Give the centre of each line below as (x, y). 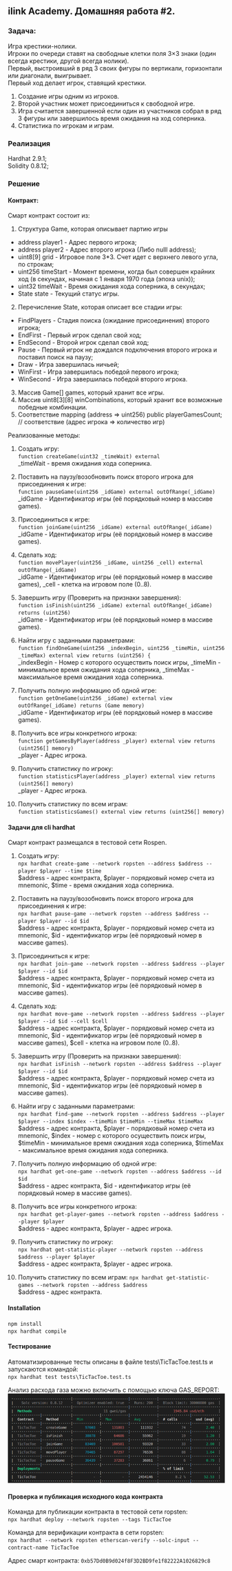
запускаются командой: (43, 1369)
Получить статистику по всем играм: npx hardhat (91, 1277)
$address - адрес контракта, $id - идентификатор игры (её (104, 1186)
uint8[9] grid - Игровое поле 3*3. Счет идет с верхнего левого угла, (118, 257)
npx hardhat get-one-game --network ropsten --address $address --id (120, 1172)
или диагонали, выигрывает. (50, 75)
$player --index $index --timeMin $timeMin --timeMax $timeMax (110, 1122)
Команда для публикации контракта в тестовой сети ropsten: (98, 1512)
